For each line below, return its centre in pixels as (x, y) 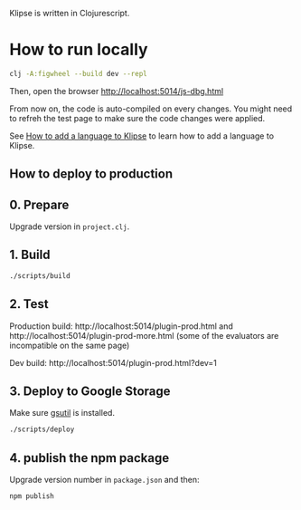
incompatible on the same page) (70, 345)
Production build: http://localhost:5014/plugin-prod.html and (121, 326)
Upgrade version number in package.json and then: (104, 480)
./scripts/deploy (42, 429)
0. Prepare (39, 204)
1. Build (30, 255)
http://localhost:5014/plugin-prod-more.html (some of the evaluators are (144, 335)
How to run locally (79, 50)
